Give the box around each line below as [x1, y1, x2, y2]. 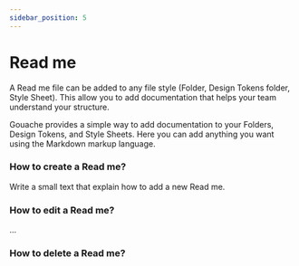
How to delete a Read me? [9, 247, 126, 260]
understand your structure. [9, 101, 111, 112]
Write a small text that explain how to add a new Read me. [9, 181, 226, 192]
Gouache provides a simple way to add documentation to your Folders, [9, 119, 275, 129]
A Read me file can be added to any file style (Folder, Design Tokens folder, [9, 82, 291, 93]
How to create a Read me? [9, 160, 127, 173]
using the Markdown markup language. [9, 138, 156, 149]
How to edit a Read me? [9, 204, 115, 216]
